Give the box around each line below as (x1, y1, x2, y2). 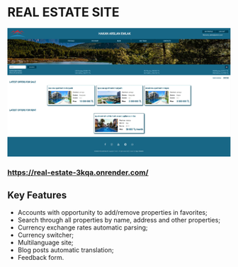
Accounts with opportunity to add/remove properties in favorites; (17, 208, 208, 216)
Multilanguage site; (17, 238, 74, 247)
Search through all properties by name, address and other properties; (17, 215, 221, 224)
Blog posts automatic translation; (17, 245, 114, 254)
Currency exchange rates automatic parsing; (17, 223, 148, 232)
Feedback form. (17, 253, 64, 261)
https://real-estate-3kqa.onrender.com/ (7, 167, 149, 177)
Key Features (7, 189, 67, 201)
